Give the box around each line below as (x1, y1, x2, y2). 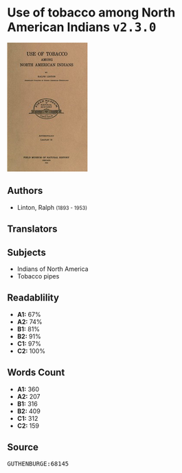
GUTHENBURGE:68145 (7, 460, 69, 468)
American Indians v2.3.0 (7, 19, 157, 35)
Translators (7, 223, 58, 235)
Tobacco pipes (16, 272, 60, 280)
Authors (7, 185, 43, 197)
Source (7, 441, 39, 453)
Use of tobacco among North (7, 5, 176, 21)
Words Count (7, 366, 65, 379)
